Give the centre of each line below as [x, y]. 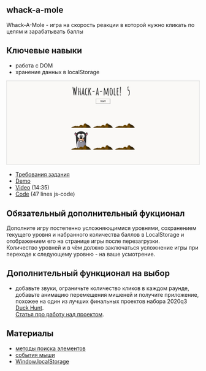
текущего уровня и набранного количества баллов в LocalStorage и [95, 234]
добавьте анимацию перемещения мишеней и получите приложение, [107, 294]
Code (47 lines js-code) [45, 194]
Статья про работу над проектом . [59, 314]
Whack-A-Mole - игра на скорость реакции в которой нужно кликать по [101, 25]
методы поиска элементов [50, 348]
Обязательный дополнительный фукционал [96, 213]
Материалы [30, 334]
